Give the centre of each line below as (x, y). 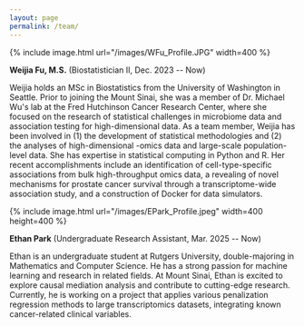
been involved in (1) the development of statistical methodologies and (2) (146, 135)
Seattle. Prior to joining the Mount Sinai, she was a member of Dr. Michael (147, 97)
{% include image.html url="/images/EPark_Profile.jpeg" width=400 (136, 211)
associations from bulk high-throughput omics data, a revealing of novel (144, 174)
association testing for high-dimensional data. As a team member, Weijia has (152, 126)
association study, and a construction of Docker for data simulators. (136, 193)
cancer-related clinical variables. (70, 313)
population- (265, 145)
